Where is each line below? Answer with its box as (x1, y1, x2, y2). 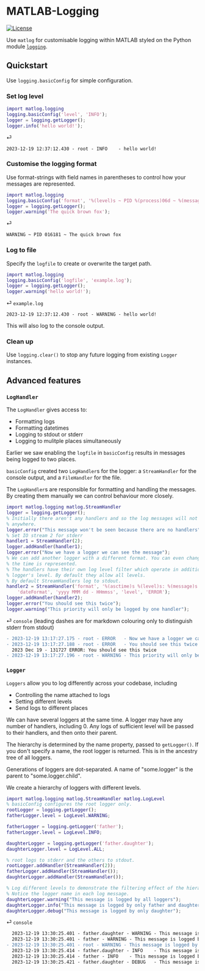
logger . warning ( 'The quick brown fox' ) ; (6, 209, 111, 215)
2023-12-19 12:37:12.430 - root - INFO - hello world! (6, 145, 157, 152)
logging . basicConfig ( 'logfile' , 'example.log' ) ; (6, 277, 132, 283)
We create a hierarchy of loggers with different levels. (6, 784, 142, 791)
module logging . (6, 43, 48, 50)
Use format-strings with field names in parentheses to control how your (6, 173, 186, 181)
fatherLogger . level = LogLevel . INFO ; (6, 829, 103, 836)
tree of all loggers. (6, 754, 52, 761)
